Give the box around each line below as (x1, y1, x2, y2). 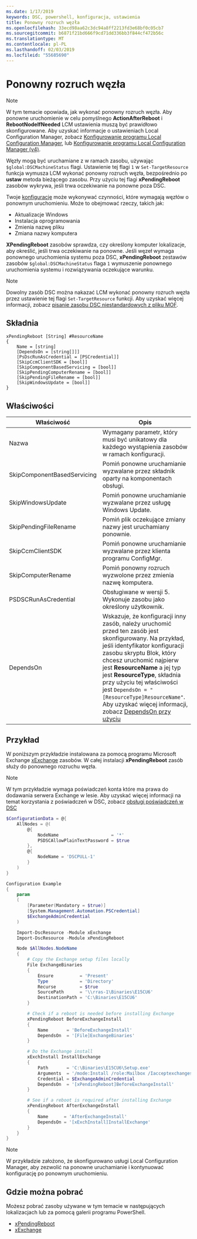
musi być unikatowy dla (102, 435, 167, 444)
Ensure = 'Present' (37, 973, 109, 979)
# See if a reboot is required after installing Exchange (27, 1098, 172, 1103)
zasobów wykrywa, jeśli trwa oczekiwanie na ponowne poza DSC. (6, 182, 166, 189)
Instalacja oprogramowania (14, 217, 80, 224)
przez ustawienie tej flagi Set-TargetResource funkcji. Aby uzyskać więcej (6, 294, 184, 302)
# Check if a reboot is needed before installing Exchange (27, 1011, 175, 1017)
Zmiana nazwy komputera (14, 229, 77, 236)
